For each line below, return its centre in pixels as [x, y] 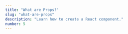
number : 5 [15, 24]
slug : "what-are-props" [30, 14]
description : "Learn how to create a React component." [64, 19]
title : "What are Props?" [32, 10]
